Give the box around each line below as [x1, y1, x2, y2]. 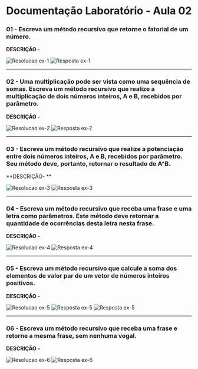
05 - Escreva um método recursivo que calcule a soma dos [6, 264, 177, 272]
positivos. [6, 279, 35, 287]
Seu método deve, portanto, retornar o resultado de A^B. [6, 159, 171, 167]
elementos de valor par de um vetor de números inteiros [6, 272, 170, 280]
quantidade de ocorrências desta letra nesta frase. [6, 219, 154, 228]
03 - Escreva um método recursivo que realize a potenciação [6, 144, 184, 153]
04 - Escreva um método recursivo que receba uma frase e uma [6, 205, 192, 213]
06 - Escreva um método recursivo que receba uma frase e [6, 324, 178, 332]
